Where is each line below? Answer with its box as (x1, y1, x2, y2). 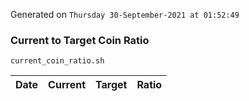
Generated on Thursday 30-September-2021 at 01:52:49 (10, 9, 240, 20)
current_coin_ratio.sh (10, 56, 105, 66)
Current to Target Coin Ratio (10, 33, 150, 47)
